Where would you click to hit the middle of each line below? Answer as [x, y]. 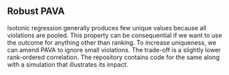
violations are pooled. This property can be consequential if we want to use [115, 35]
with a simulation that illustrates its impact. [68, 64]
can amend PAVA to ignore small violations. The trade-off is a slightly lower [114, 50]
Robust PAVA [36, 11]
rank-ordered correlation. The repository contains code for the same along [113, 57]
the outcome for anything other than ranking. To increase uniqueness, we [112, 42]
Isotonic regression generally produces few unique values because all [107, 28]
